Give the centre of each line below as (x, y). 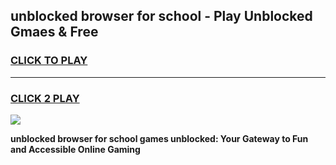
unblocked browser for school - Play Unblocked (161, 16)
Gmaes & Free (54, 32)
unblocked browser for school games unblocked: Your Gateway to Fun (159, 138)
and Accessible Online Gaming (75, 149)
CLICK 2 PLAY (45, 98)
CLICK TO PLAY (49, 61)
